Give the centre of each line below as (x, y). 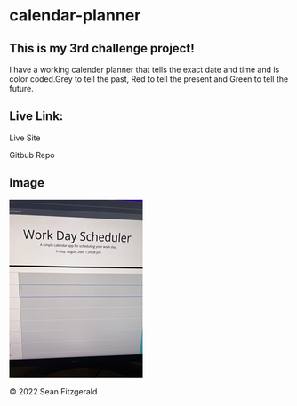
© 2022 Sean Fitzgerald (53, 391)
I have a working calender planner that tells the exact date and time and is (144, 69)
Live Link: (36, 116)
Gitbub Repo (32, 155)
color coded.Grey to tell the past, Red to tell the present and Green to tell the (149, 79)
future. (21, 88)
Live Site (25, 138)
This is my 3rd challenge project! (102, 48)
